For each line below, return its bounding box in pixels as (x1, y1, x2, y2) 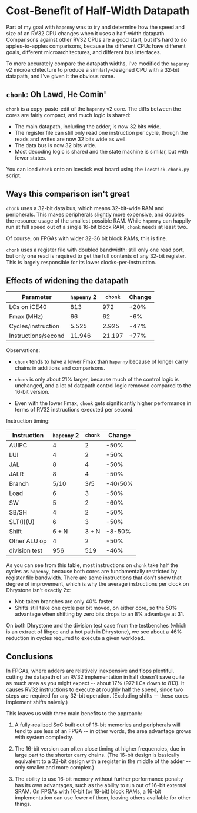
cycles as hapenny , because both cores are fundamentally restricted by (6, 568, 178, 575)
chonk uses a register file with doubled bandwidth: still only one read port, (6, 246, 185, 253)
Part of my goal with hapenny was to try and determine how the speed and (6, 24, 185, 31)
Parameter (21, 293, 52, 301)
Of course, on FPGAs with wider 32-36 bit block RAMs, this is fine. (6, 234, 168, 242)
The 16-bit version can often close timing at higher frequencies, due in (14, 745, 185, 752)
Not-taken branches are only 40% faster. (14, 598, 115, 605)
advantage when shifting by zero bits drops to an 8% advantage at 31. (14, 610, 185, 618)
